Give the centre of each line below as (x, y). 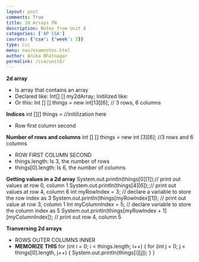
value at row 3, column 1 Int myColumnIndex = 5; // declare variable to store (99, 204)
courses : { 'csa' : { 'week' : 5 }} (45, 39)
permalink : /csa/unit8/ (36, 61)
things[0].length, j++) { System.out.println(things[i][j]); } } (85, 252)
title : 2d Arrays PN (32, 23)
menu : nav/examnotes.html (38, 50)
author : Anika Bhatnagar (37, 56)
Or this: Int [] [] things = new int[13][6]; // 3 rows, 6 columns (88, 102)
